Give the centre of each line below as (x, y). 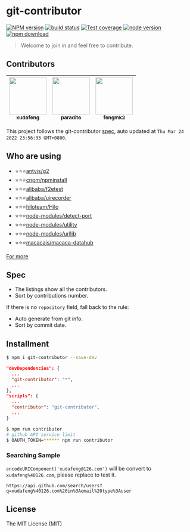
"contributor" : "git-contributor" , (56, 407)
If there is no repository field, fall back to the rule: (68, 307)
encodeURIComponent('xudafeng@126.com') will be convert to (79, 468)
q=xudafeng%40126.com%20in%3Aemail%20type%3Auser (69, 491)
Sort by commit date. (41, 325)
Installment (28, 344)
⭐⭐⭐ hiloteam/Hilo (37, 206)
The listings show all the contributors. (61, 289)
